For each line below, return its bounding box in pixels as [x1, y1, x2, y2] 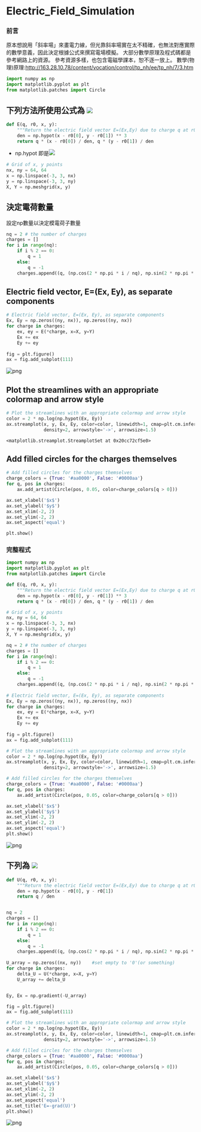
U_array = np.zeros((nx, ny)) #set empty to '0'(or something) [6, 960, 175, 966]
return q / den [17, 893, 55, 900]
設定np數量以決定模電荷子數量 [6, 219, 81, 226]
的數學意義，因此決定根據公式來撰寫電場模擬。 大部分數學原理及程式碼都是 [6, 49, 191, 56]
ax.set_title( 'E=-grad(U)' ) [6, 1103, 77, 1109]
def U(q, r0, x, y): [6, 877, 58, 883]
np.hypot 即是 [14, 150, 50, 157]
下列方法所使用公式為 [6, 105, 85, 115]
